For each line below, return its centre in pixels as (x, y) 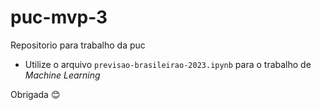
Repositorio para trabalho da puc (78, 45)
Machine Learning (62, 75)
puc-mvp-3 (59, 17)
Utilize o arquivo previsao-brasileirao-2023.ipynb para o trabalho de (168, 64)
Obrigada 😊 (35, 94)
